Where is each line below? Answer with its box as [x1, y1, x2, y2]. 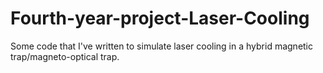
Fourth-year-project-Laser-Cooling [10, 7, 310, 30]
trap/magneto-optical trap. [10, 50, 120, 62]
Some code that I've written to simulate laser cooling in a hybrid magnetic [10, 40, 314, 52]
